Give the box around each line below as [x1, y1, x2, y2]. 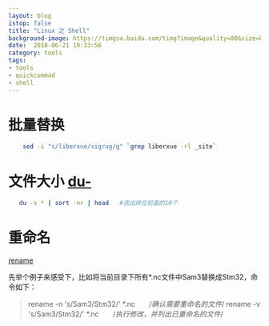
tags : [8, 57, 26, 65]
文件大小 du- [8, 172, 92, 191]
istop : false [8, 19, 52, 27]
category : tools [8, 49, 62, 57]
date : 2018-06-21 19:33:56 [8, 42, 102, 50]
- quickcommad [8, 71, 56, 79]
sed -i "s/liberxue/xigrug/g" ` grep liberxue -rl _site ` [22, 143, 217, 151]
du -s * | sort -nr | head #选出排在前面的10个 [18, 199, 179, 207]
